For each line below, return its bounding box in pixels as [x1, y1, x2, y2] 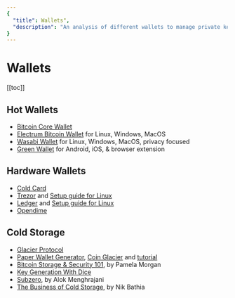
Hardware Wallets [6, 165, 86, 177]
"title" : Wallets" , [13, 17, 70, 24]
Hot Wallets [6, 103, 59, 116]
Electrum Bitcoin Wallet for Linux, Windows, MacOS [16, 130, 166, 138]
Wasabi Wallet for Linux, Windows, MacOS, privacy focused [16, 138, 190, 145]
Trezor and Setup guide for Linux [16, 191, 113, 200]
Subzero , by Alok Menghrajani [16, 275, 105, 283]
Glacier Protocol [16, 245, 64, 254]
